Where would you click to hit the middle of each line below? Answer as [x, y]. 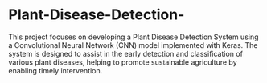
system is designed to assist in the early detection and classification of [126, 53]
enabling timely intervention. [55, 70]
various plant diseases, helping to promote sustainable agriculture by [123, 62]
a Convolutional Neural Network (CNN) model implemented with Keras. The [133, 45]
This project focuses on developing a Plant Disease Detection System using [133, 37]
